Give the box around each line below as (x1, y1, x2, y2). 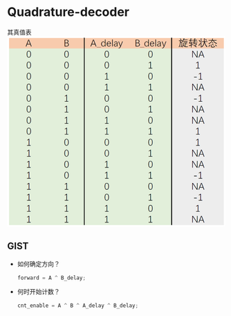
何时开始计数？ (17, 288, 60, 296)
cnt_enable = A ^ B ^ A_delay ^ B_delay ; (17, 302, 139, 309)
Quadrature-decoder (7, 4, 130, 20)
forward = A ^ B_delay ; (17, 274, 86, 281)
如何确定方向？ (17, 259, 60, 267)
